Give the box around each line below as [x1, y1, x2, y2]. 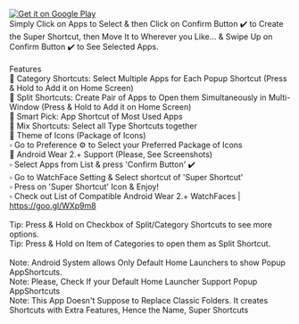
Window [9, 102, 40, 112]
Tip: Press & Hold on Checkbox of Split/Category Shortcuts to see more [9, 220, 273, 229]
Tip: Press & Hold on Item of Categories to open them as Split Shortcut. [9, 238, 271, 249]
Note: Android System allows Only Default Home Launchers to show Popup [9, 257, 286, 268]
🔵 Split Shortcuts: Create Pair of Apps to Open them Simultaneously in [9, 92, 267, 103]
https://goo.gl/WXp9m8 [9, 201, 96, 211]
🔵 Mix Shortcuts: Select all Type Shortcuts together [9, 120, 198, 131]
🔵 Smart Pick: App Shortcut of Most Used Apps [9, 112, 183, 121]
